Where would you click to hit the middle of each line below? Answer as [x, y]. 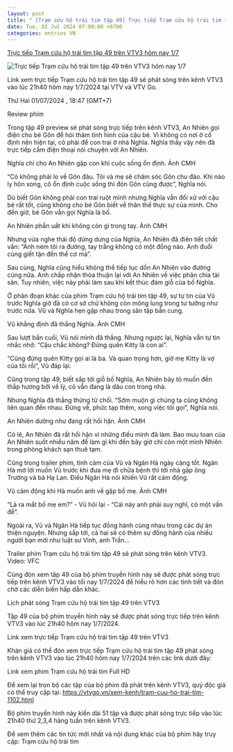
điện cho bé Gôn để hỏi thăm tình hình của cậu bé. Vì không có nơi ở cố [110, 135]
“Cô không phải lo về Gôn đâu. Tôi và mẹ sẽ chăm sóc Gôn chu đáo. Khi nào [116, 177]
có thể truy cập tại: [34, 692]
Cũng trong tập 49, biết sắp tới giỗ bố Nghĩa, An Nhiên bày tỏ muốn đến [110, 379]
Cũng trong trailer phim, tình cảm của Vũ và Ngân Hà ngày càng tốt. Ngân [113, 463]
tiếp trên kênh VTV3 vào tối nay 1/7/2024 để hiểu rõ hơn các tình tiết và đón [115, 582]
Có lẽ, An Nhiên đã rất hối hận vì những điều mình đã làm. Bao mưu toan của [116, 435]
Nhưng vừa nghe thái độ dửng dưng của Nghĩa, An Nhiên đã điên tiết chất [112, 239]
